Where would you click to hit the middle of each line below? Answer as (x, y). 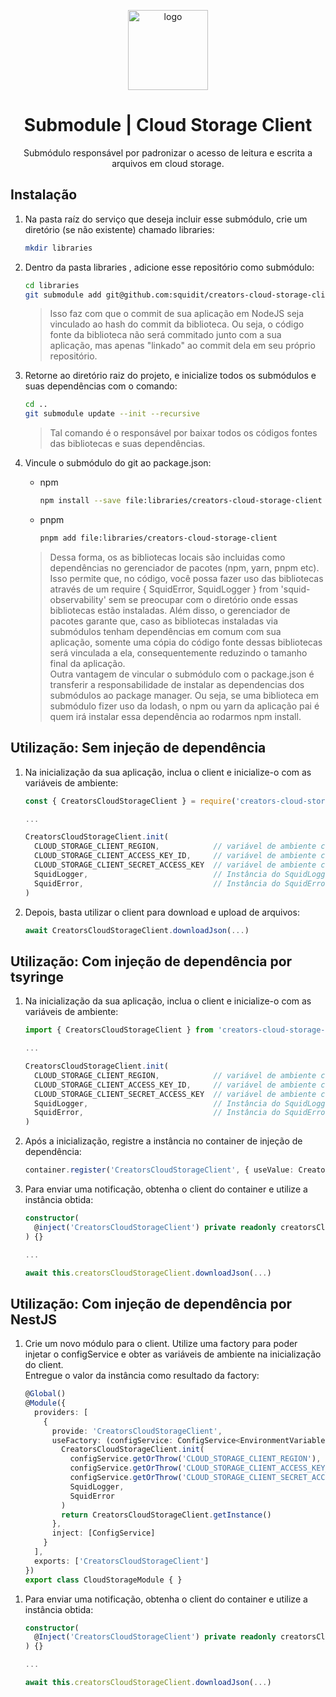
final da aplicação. (87, 663)
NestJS (33, 1319)
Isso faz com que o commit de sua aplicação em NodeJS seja (177, 314)
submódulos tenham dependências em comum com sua (165, 631)
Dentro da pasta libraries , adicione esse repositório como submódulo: (169, 267)
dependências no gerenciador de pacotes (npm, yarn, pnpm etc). (184, 567)
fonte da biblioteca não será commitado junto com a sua (165, 335)
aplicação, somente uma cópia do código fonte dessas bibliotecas (186, 642)
